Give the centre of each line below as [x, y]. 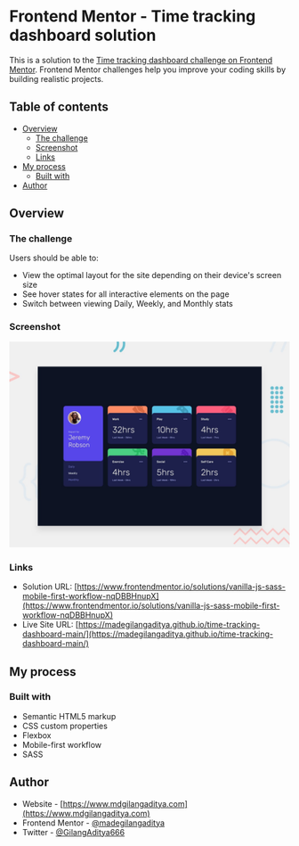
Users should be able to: [54, 258]
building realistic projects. [57, 78]
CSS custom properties [65, 726]
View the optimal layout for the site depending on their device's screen [152, 275]
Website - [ [43, 803]
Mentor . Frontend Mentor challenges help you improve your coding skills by [148, 70]
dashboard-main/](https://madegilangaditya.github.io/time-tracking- [148, 634]
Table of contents [59, 107]
